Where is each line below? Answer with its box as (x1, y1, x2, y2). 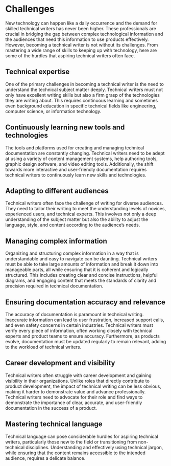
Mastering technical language (5, 420, 103, 429)
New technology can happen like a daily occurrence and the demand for (5, 20, 157, 26)
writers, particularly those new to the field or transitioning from (5, 438, 137, 445)
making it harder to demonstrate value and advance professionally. (5, 388, 146, 394)
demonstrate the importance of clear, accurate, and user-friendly (5, 400, 142, 406)
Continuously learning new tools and (5, 123, 125, 132)
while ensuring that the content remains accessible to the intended (5, 450, 145, 456)
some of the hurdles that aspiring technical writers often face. (5, 52, 135, 59)
